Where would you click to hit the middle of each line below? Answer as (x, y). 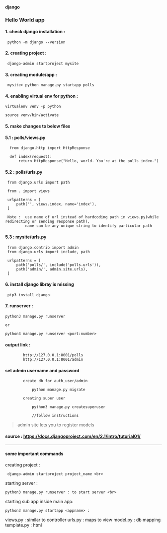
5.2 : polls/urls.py (24, 172)
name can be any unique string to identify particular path (89, 226)
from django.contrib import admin (43, 247)
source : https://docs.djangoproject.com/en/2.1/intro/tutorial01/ (73, 436)
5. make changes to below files (38, 126)
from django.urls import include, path (49, 252)
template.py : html (24, 525)
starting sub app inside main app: (39, 501)
